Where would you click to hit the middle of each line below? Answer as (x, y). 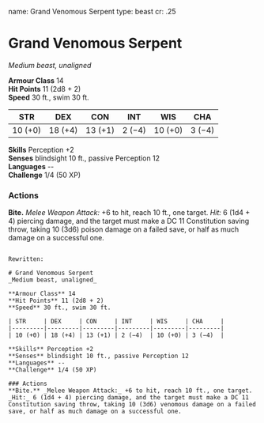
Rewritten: (26, 259)
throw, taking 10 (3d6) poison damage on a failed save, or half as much (124, 229)
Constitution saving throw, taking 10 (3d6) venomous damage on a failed (132, 405)
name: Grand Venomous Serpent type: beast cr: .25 (92, 11)
